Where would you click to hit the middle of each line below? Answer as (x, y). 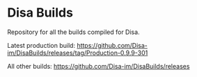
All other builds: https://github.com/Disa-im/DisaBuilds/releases (98, 66)
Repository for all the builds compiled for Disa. (74, 32)
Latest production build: (41, 45)
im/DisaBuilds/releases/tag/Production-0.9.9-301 (78, 53)
